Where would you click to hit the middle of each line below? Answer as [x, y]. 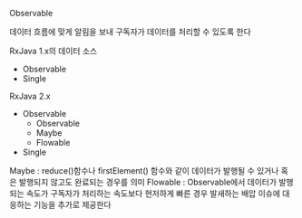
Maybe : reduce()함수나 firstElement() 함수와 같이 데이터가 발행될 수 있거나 [144, 171]
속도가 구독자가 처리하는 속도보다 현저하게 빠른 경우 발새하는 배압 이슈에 [153, 193]
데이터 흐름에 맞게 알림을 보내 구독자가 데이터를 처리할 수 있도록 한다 [130, 32]
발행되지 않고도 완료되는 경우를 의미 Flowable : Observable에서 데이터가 [148, 182]
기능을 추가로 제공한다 [72, 204]
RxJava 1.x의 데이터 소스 [54, 51]
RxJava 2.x [30, 96]
